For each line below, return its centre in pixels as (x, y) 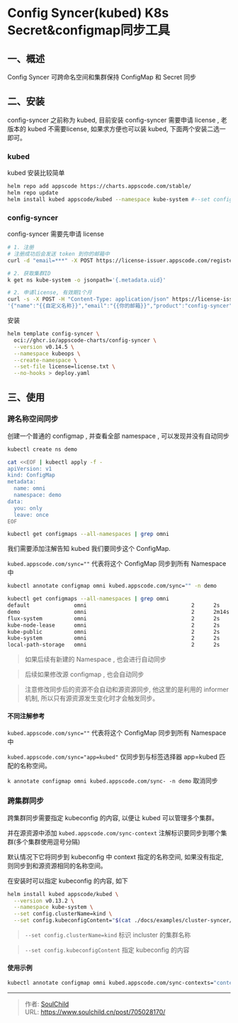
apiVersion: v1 (30, 469)
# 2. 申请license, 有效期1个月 (50, 293)
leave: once (32, 515)
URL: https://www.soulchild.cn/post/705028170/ (95, 1012)
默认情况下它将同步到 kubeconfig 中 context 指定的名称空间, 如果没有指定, (115, 856)
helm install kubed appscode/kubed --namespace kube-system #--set (109, 199)
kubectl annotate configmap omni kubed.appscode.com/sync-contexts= (110, 983)
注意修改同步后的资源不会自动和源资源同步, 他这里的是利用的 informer (126, 690)
